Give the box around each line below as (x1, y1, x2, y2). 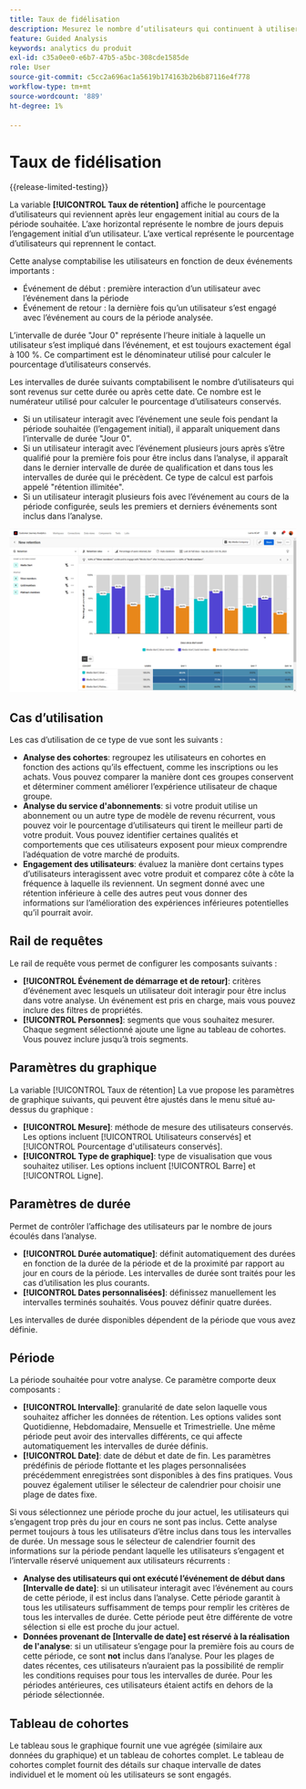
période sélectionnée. (22, 1690, 105, 1700)
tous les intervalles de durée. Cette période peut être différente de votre (22, 1612, 293, 1623)
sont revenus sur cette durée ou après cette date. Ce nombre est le (9, 386, 261, 397)
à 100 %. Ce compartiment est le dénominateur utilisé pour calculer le (9, 350, 271, 361)
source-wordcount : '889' (9, 91, 104, 100)
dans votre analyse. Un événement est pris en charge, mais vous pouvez (22, 995, 296, 1006)
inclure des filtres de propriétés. (22, 1004, 143, 1015)
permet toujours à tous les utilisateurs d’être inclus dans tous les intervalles (9, 1526, 291, 1537)
